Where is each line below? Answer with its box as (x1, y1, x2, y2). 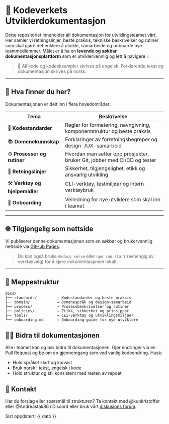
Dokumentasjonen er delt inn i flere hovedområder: (5, 101, 111, 107)
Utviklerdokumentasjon (5, 15, 106, 27)
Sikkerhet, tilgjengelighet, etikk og (65, 164, 145, 172)
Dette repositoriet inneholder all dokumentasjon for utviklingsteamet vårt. (5, 32, 157, 38)
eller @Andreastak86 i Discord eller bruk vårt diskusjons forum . (5, 403, 137, 409)
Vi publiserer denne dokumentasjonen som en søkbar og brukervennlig (5, 238, 152, 244)
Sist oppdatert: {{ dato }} (5, 413, 56, 419)
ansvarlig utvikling (65, 171, 108, 178)
